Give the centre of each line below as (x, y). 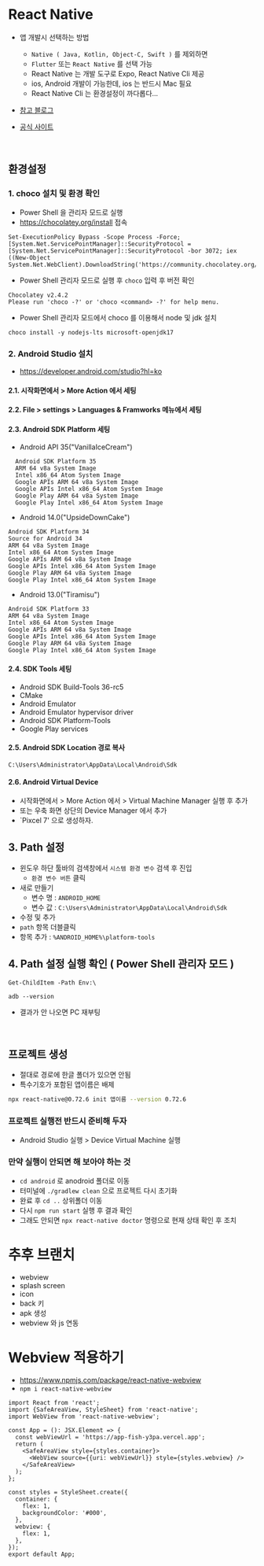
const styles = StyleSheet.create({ (68, 1492)
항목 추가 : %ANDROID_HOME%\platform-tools (87, 936)
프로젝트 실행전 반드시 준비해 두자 (68, 1121)
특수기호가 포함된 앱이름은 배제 (67, 1084)
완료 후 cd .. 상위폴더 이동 (61, 1200)
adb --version (31, 996)
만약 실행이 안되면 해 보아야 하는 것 (70, 1162)
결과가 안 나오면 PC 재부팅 (60, 1012)
